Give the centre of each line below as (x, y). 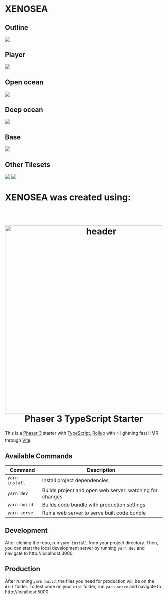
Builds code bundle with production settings (94, 505)
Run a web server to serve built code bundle (94, 513)
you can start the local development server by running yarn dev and (75, 548)
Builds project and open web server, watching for (100, 490)
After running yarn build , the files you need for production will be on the (80, 581)
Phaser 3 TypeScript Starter (84, 419)
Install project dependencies (75, 480)
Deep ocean (24, 110)
